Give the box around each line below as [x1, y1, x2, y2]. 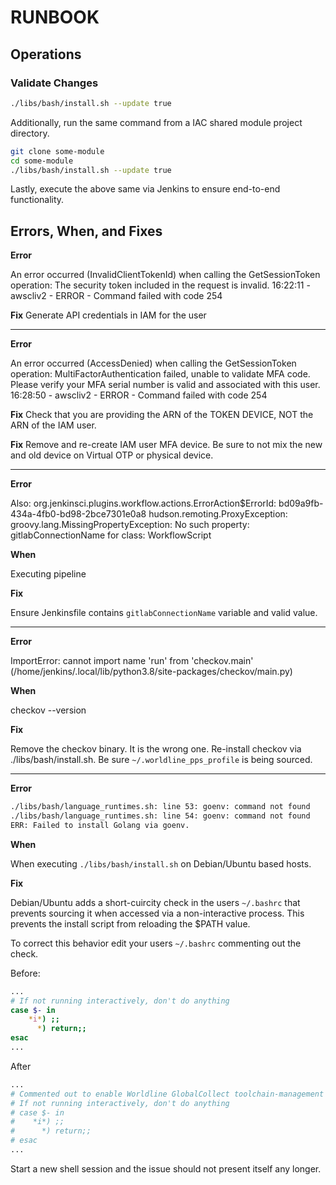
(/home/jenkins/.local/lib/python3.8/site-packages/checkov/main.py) [10, 666, 293, 678]
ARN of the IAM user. [10, 419, 97, 431]
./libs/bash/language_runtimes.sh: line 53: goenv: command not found [10, 802, 311, 812]
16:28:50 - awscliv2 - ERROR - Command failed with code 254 [10, 389, 268, 401]
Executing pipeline [10, 568, 87, 580]
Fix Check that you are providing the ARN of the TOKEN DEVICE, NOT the [10, 409, 314, 421]
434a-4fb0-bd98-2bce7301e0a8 [10, 508, 147, 520]
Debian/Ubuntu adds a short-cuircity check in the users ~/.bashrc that [10, 896, 301, 908]
